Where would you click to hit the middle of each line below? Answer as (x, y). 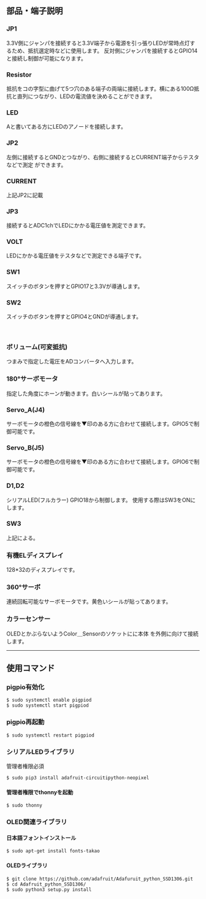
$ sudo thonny (25, 806)
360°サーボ (24, 587)
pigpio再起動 (25, 722)
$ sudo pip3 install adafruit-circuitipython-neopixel (78, 778)
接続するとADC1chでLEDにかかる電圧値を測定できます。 (76, 226)
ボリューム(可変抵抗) (37, 347)
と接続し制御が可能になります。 (47, 58)
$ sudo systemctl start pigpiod (48, 706)
